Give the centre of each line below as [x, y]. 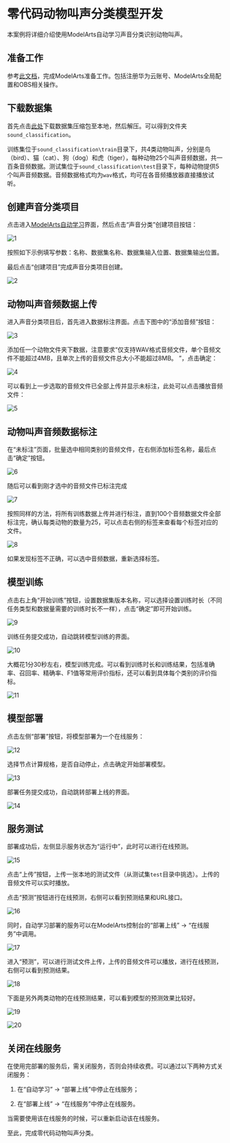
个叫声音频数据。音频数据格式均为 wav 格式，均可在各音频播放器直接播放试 [111, 175]
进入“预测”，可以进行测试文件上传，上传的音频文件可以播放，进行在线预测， [115, 962]
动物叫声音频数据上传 [52, 304]
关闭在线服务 [34, 1048]
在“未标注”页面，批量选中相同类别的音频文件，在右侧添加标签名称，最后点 [112, 449]
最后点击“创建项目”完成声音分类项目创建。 [67, 267]
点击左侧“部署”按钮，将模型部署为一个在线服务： [76, 736]
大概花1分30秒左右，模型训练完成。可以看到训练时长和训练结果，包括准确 [111, 664]
